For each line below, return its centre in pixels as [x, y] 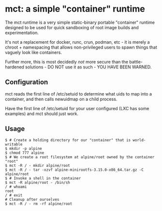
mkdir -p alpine [26, 148]
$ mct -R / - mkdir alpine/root [37, 165]
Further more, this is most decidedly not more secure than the [67, 62]
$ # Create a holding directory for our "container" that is [68, 140]
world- [139, 140]
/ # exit [14, 195]
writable [14, 144]
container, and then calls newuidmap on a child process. [61, 99]
